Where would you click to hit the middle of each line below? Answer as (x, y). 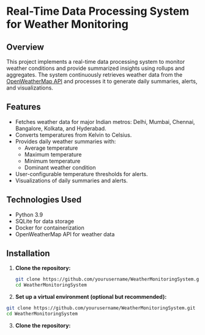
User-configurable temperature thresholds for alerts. (81, 174)
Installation (28, 254)
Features (24, 107)
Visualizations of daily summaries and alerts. (72, 180)
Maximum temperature (53, 154)
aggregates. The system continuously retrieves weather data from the (94, 75)
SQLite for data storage (45, 221)
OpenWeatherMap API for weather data (65, 234)
